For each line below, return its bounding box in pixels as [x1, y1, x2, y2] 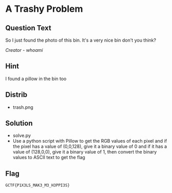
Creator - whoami [5, 47, 43, 53]
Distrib [5, 90, 27, 99]
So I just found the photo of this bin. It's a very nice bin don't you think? [5, 37, 157, 43]
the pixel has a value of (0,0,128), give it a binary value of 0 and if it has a [12, 143, 167, 149]
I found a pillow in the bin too [5, 75, 67, 82]
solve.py [12, 132, 31, 139]
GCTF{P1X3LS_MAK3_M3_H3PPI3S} [5, 183, 70, 188]
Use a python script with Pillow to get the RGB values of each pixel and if [12, 138, 167, 144]
